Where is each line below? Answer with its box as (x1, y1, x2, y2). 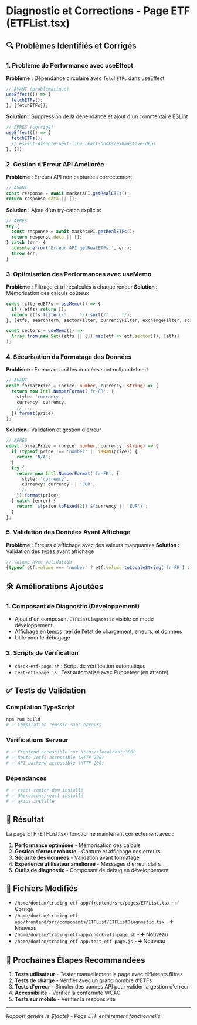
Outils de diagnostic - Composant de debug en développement (14, 866, 169, 873)
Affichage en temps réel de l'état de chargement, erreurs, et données (14, 628, 183, 635)
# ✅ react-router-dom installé (6, 788, 84, 793)
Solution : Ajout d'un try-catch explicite (6, 206, 101, 213)
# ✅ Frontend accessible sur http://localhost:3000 (6, 749, 136, 755)
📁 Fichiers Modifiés (6, 883, 78, 894)
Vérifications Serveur (6, 736, 69, 744)
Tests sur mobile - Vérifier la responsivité (14, 996, 116, 1003)
